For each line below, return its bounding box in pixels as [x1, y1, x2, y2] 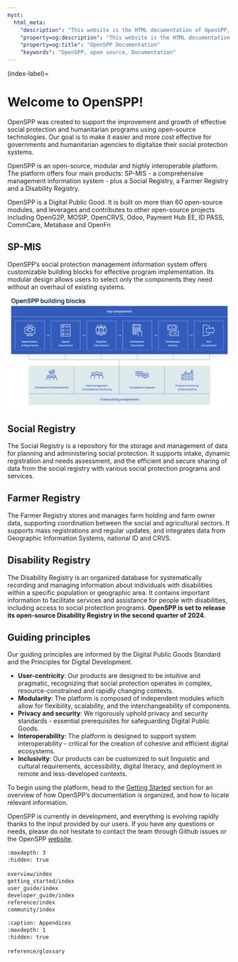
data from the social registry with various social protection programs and [7, 464, 221, 473]
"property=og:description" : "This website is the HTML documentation [20, 34, 231, 41]
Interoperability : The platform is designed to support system [17, 732, 197, 740]
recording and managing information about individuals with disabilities [7, 581, 213, 589]
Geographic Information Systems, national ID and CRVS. [7, 533, 172, 542]
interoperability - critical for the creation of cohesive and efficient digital [17, 739, 229, 748]
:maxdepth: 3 [7, 849, 46, 857]
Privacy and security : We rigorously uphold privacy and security [17, 709, 208, 718]
